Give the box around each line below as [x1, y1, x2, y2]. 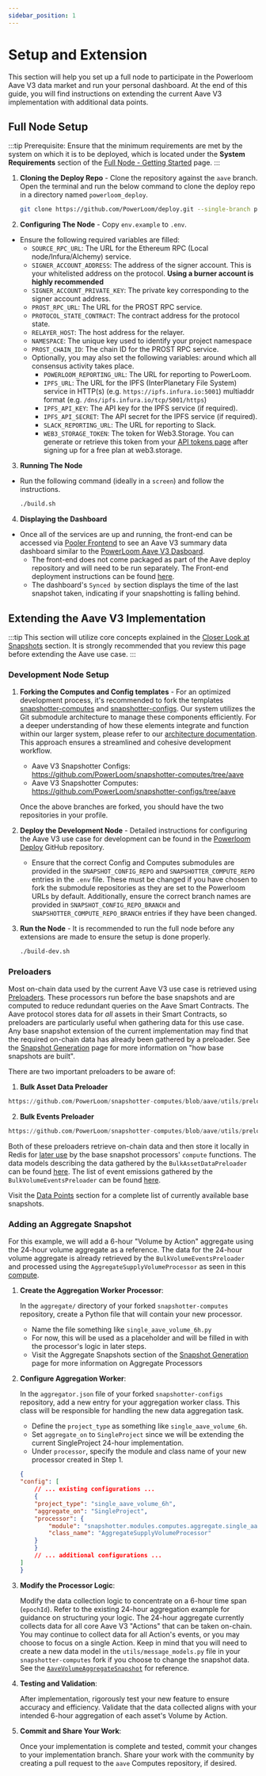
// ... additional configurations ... [34, 1552, 162, 1560]
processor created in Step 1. [31, 1455, 123, 1465]
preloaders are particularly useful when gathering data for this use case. [8, 1018, 245, 1027]
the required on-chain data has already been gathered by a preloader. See [8, 1035, 251, 1044]
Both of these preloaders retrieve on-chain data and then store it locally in [8, 1141, 249, 1151]
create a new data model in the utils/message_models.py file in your [19, 1646, 241, 1656]
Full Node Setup [8, 120, 89, 133]
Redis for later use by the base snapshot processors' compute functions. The [8, 1150, 256, 1160]
